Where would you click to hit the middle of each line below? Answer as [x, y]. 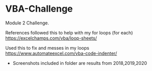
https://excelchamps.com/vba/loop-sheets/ [51, 38]
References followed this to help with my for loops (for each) [69, 32]
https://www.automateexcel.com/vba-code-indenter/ [61, 53]
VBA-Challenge [39, 9]
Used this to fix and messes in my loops [47, 48]
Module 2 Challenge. [27, 23]
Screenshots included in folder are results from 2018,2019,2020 [80, 63]
